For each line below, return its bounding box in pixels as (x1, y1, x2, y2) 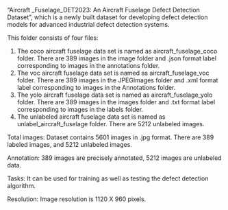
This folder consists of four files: (7, 34, 99, 42)
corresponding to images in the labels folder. (16, 106, 144, 113)
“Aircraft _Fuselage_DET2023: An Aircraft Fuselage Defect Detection (7, 6, 200, 14)
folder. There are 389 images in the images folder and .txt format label (16, 98, 216, 106)
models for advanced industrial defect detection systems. (7, 21, 170, 28)
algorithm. (7, 182, 36, 189)
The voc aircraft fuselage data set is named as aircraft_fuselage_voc (16, 69, 210, 77)
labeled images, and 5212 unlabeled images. (7, 141, 132, 148)
